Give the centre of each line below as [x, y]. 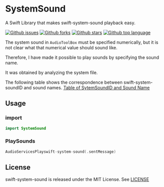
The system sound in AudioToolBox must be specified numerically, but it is [82, 42]
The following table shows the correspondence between [64, 82]
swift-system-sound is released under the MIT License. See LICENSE [77, 179]
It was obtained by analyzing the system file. [51, 72]
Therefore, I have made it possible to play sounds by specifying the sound [82, 57]
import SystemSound [26, 128]
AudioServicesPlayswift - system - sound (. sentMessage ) [61, 152]
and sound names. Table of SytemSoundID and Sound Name [87, 87]
